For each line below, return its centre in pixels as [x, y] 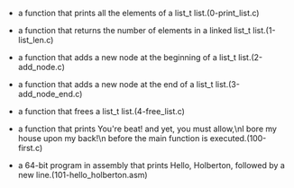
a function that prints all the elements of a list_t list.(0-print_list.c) [138, 13]
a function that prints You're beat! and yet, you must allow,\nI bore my [147, 129]
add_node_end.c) [50, 94]
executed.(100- [238, 138]
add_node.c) [41, 67]
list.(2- [250, 57]
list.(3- [228, 84]
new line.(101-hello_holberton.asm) [83, 175]
